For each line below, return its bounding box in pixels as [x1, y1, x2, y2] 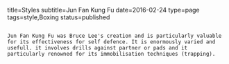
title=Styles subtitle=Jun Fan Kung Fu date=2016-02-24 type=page [7, 6, 200, 14]
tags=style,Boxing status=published [7, 13, 110, 21]
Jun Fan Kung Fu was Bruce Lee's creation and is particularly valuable [7, 32, 222, 39]
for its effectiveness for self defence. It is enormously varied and [7, 39, 216, 45]
